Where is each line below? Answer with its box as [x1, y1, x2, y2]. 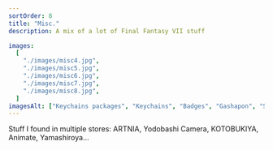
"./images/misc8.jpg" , [23, 87, 100, 95]
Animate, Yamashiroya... [8, 133, 89, 143]
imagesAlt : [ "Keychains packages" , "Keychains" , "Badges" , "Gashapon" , [8, 102, 256, 110]
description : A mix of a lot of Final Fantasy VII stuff [8, 27, 206, 35]
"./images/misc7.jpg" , [23, 79, 100, 88]
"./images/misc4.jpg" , [23, 57, 100, 65]
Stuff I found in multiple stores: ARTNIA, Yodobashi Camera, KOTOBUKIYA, [8, 124, 259, 134]
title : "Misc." [8, 19, 60, 28]
